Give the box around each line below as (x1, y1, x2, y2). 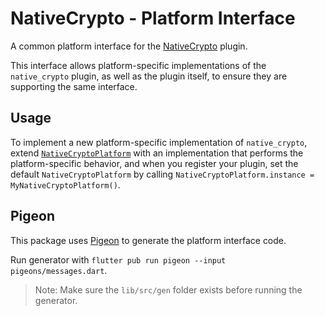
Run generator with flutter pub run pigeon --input (10, 253, 227, 266)
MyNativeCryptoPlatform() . (10, 178, 121, 191)
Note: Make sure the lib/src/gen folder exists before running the (34, 283, 303, 296)
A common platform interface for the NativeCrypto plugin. (10, 40, 248, 52)
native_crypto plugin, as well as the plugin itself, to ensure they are (10, 70, 288, 82)
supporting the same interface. (10, 80, 138, 92)
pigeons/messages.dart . (10, 264, 108, 276)
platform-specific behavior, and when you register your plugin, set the (10, 157, 299, 169)
